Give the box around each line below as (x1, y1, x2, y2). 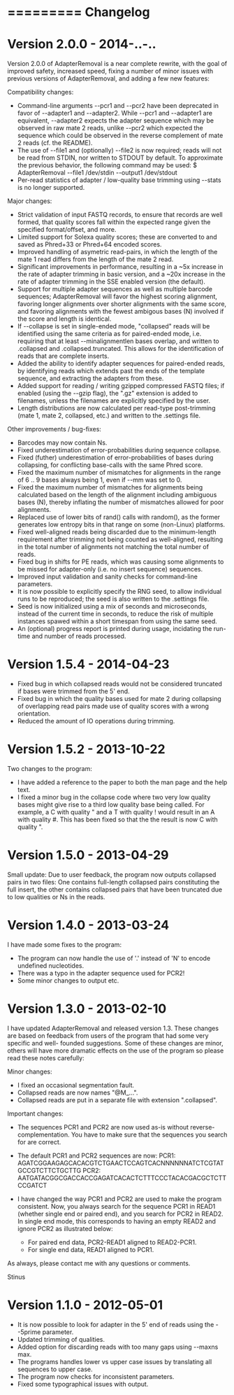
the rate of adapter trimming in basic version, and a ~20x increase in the (17, 270, 226, 279)
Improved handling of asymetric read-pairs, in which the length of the (17, 248, 218, 256)
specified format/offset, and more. (17, 225, 117, 234)
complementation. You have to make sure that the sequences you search (17, 1130, 228, 1139)
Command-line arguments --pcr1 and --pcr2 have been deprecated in (17, 102, 219, 110)
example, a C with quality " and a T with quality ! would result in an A (17, 808, 215, 816)
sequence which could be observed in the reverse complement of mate (17, 131, 224, 140)
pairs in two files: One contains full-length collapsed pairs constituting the (7, 877, 220, 886)
